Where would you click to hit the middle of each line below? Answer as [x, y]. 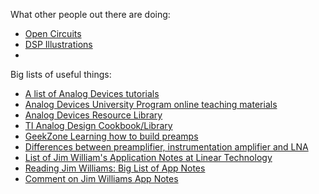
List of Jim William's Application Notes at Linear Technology [148, 157]
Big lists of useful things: [61, 74]
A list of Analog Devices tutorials [92, 93]
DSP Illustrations [58, 44]
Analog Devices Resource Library [93, 115]
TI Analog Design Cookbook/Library [98, 125]
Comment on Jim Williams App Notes [101, 178]
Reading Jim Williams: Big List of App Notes [115, 168]
